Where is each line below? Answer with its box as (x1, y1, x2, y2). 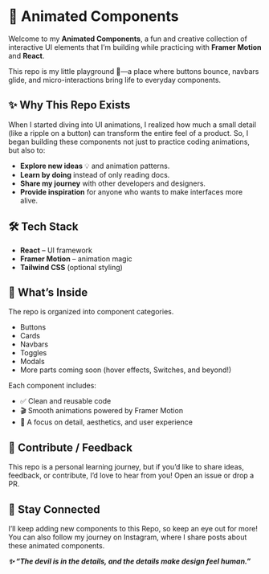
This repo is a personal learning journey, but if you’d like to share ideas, (8, 462, 245, 472)
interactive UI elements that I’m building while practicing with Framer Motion (8, 42, 262, 51)
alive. (19, 195, 39, 205)
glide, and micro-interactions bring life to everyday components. (8, 75, 222, 84)
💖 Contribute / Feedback (8, 441, 132, 454)
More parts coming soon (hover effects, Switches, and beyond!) (19, 365, 232, 375)
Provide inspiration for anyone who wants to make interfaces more (19, 187, 243, 196)
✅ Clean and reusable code (19, 396, 112, 406)
